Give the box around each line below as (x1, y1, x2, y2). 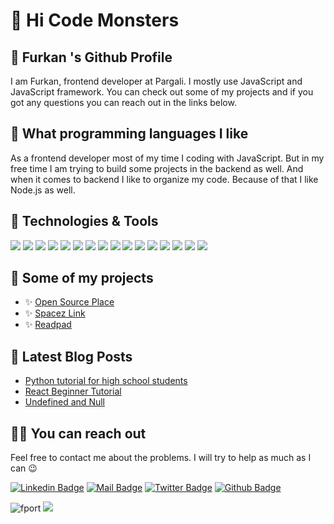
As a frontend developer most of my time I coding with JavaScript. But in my (10, 152, 325, 164)
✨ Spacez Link (24, 307, 86, 319)
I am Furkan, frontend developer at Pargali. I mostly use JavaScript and (10, 75, 303, 87)
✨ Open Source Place (24, 296, 115, 308)
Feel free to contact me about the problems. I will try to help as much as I (10, 452, 312, 464)
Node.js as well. (10, 184, 76, 196)
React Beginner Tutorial (24, 385, 122, 398)
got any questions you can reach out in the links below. (10, 97, 237, 108)
